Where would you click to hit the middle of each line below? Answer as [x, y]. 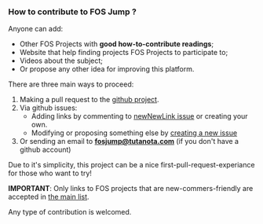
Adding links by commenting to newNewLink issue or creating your [140, 116]
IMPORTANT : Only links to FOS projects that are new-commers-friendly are [131, 189]
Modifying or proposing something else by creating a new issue [134, 133]
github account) [45, 150]
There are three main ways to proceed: [71, 84]
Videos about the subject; [61, 61]
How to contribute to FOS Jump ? [73, 12]
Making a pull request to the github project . [89, 100]
